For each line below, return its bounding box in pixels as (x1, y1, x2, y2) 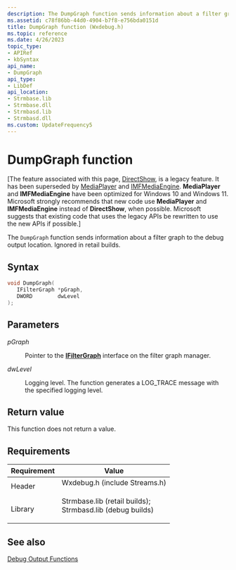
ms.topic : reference (7, 30, 68, 37)
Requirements (7, 445, 70, 457)
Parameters (7, 319, 60, 331)
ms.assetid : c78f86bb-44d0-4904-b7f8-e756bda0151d (7, 17, 159, 24)
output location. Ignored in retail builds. (7, 240, 121, 250)
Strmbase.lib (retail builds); (61, 496, 151, 506)
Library (11, 504, 34, 514)
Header (11, 481, 36, 491)
